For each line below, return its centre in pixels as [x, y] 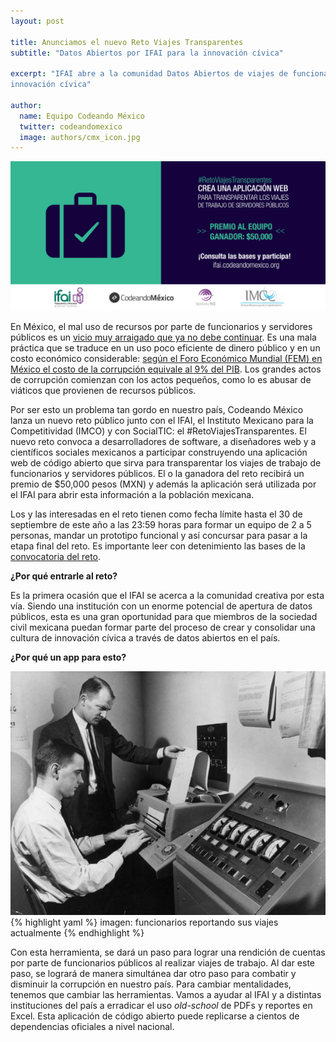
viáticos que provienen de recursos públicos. [103, 391]
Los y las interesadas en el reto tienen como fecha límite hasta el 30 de [156, 514]
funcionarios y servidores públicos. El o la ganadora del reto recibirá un [157, 474]
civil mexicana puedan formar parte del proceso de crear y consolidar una [163, 627]
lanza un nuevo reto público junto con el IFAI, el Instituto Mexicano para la [162, 421]
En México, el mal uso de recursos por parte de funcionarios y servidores [161, 327]
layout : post [37, 21]
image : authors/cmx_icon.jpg [80, 137]
